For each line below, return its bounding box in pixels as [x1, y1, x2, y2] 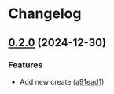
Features [8, 60, 43, 70]
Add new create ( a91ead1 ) [19, 77, 105, 86]
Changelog [8, 5, 82, 23]
